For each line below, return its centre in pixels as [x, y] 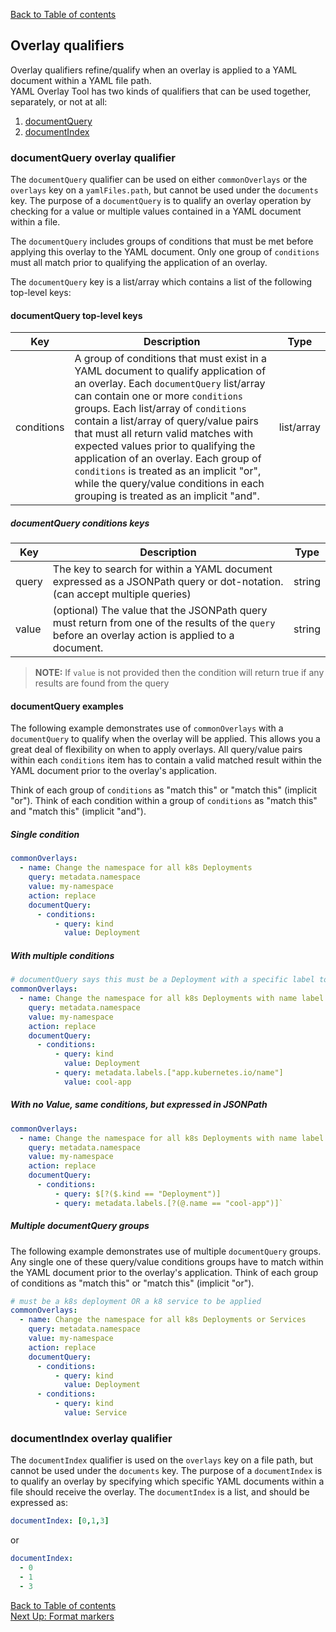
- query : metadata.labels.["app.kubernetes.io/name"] [169, 1073]
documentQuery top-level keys [76, 315]
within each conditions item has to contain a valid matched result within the [166, 760]
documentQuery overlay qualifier [93, 157]
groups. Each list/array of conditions [160, 409]
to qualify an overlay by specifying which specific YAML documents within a [167, 1481]
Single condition [45, 835]
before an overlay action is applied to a [143, 636]
